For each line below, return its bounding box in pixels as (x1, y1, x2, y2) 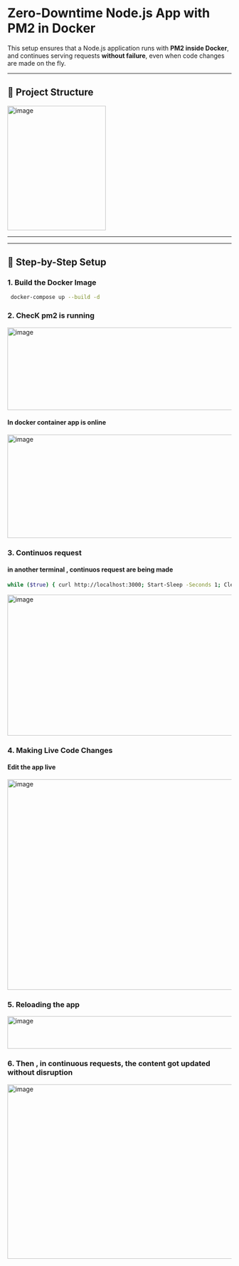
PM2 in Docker (7, 20, 96, 36)
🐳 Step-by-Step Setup (7, 256, 107, 268)
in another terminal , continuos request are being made (7, 565, 174, 574)
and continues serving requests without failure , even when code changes (7, 51, 225, 60)
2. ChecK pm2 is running (7, 310, 95, 320)
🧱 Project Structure (7, 86, 94, 98)
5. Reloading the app (7, 999, 80, 1009)
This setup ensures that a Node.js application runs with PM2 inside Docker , (7, 44, 229, 52)
